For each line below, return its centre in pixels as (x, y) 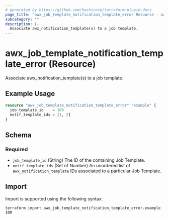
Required (17, 149)
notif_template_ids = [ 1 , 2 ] (40, 115)
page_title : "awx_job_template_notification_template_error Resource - (82, 15)
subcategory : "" (22, 19)
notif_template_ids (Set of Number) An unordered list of (71, 166)
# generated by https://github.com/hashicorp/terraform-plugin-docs (78, 10)
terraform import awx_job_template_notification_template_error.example (83, 208)
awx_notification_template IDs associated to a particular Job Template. (87, 171)
